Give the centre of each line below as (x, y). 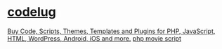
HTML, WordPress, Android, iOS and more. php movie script (94, 38)
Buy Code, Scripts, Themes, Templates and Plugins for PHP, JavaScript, (111, 31)
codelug (32, 12)
